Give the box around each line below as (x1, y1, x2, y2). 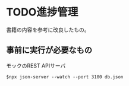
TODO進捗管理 (6, 5, 78, 19)
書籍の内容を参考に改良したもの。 (6, 26, 90, 33)
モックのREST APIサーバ (6, 62, 66, 69)
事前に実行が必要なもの (6, 45, 92, 55)
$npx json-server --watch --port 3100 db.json (6, 74, 124, 80)
